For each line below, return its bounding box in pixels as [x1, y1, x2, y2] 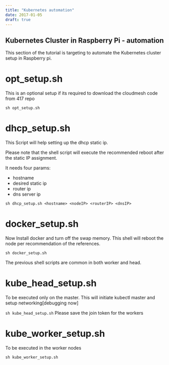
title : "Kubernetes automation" [5, 7, 74, 13]
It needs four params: [5, 165, 51, 171]
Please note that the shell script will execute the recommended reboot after [5, 149, 164, 156]
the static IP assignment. [5, 155, 57, 161]
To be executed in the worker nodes [5, 344, 81, 351]
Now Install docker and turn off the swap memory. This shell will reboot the [5, 235, 164, 241]
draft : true [5, 17, 31, 22]
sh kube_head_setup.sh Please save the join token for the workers [5, 310, 143, 316]
